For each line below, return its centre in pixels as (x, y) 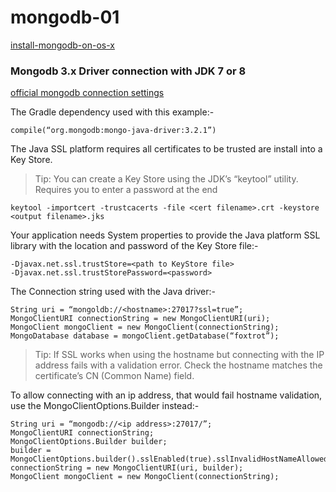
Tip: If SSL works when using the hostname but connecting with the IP (179, 355)
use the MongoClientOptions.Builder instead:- (105, 406)
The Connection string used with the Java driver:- (113, 292)
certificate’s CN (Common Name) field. (114, 376)
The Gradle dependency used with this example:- (112, 112)
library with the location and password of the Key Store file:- (134, 246)
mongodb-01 (65, 17)
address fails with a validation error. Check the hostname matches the (178, 365)
